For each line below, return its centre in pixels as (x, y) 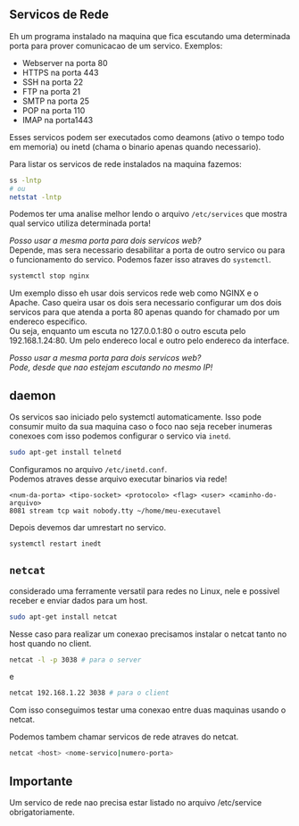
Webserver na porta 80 (65, 63)
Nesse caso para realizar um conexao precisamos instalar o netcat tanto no (148, 634)
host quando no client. (50, 643)
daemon (33, 395)
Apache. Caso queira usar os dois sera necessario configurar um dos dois (146, 303)
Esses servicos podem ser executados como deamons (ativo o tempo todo (147, 137)
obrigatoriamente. (42, 812)
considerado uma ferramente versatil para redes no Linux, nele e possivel (145, 591)
